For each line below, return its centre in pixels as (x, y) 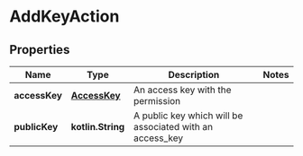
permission (157, 101)
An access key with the (183, 90)
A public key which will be (188, 116)
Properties (40, 50)
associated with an (174, 127)
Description (194, 75)
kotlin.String (98, 127)
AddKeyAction (64, 17)
